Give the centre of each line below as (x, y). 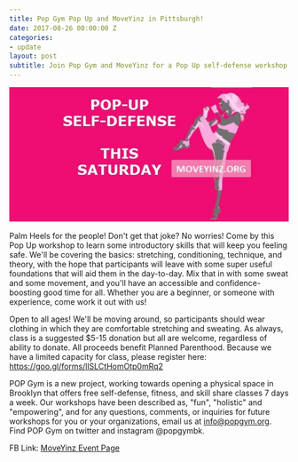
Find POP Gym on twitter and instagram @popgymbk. (107, 431)
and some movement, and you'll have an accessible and (112, 283)
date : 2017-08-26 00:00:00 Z (63, 28)
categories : (31, 37)
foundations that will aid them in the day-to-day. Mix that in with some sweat (149, 274)
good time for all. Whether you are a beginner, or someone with (159, 292)
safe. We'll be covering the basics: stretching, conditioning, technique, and (145, 255)
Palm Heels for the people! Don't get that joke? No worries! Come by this (142, 236)
